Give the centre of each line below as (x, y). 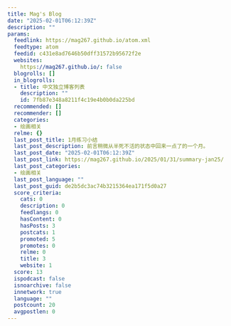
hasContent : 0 (41, 219)
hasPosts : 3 (38, 226)
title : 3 (33, 259)
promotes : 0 (38, 246)
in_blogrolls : (34, 80)
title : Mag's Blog (34, 14)
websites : (28, 61)
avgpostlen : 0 (34, 312)
